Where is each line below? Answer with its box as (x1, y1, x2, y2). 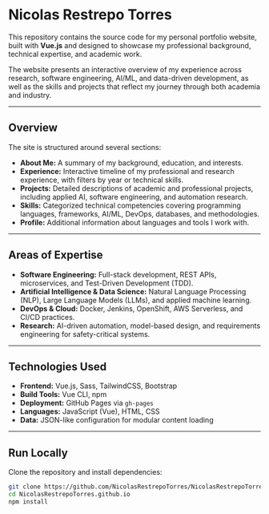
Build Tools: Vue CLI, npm (19, 390, 107, 399)
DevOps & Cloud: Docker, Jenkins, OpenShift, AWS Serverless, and (19, 303, 243, 314)
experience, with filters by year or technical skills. (19, 175, 184, 184)
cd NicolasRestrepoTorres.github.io (8, 491, 130, 499)
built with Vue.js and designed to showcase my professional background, (8, 40, 251, 50)
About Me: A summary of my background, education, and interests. (19, 158, 244, 168)
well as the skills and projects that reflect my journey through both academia (8, 82, 261, 91)
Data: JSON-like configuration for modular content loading (19, 415, 214, 425)
